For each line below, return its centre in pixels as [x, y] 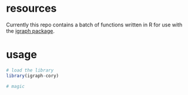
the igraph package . [30, 30]
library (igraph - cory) [33, 76]
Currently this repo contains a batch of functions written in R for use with [94, 25]
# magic [16, 86]
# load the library [30, 70]
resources [31, 9]
